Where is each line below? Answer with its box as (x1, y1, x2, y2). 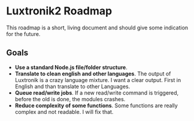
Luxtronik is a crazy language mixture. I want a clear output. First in (14, 76, 181, 83)
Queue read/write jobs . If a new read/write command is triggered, (14, 89, 179, 96)
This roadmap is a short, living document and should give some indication (6, 24, 189, 31)
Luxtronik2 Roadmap (6, 4, 113, 18)
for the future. (6, 30, 41, 37)
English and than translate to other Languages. (14, 83, 131, 90)
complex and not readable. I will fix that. (14, 108, 114, 115)
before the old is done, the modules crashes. (14, 95, 126, 102)
